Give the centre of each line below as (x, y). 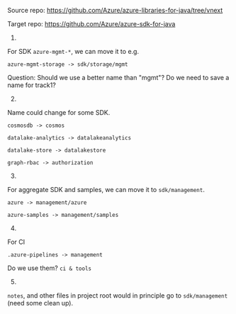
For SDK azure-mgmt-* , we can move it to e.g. (73, 51)
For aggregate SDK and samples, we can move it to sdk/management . (106, 190)
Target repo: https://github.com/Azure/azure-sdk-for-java (91, 24)
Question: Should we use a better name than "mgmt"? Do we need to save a (118, 78)
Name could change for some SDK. (59, 112)
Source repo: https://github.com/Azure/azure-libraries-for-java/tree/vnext (115, 10)
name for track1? (32, 85)
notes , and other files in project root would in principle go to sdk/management (118, 296)
